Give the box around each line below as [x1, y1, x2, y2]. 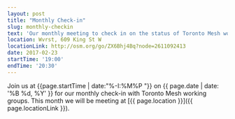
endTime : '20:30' [7, 62, 58, 69]
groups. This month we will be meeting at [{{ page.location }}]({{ [7, 96, 194, 105]
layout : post [7, 10, 45, 17]
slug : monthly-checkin [7, 23, 73, 30]
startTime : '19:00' [7, 56, 64, 63]
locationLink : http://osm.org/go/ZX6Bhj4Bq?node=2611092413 [7, 43, 187, 50]
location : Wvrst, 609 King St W [7, 36, 101, 43]
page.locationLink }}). [7, 104, 70, 112]
